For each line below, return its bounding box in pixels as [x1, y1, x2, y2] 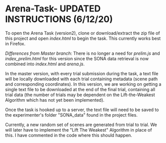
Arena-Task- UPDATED [5, 3, 101, 14]
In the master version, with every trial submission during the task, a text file [5, 70, 159, 76]
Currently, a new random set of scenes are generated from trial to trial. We [5, 122, 157, 128]
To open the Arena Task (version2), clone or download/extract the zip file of [5, 30, 160, 36]
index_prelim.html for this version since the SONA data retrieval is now [5, 55, 149, 61]
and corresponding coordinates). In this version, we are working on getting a [5, 81, 162, 87]
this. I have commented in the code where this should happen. [5, 132, 132, 138]
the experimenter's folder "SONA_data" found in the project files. [5, 112, 138, 118]
